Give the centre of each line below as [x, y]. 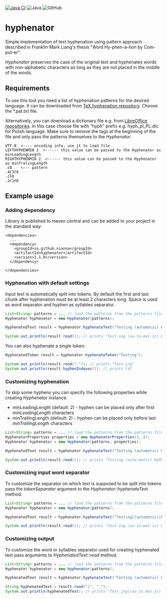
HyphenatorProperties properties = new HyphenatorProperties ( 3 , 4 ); [78, 437]
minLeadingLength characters [43, 413]
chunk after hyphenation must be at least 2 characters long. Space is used [81, 299]
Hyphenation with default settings [47, 283]
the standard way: [24, 226]
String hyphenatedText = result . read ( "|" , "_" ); [56, 587]
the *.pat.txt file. [22, 111]
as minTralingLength [27, 163]
